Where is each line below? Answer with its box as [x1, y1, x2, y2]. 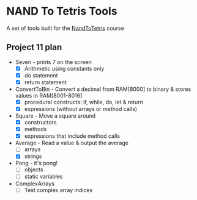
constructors [24, 119, 57, 126]
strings [24, 152, 42, 160]
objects [24, 166, 43, 173]
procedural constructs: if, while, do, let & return [24, 98, 144, 105]
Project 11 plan [6, 42, 62, 52]
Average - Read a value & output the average [15, 139, 128, 147]
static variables [24, 173, 63, 180]
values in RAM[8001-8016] [15, 91, 83, 99]
